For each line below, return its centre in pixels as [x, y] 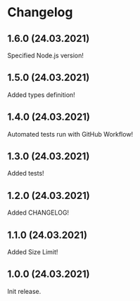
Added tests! [26, 174]
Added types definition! [41, 95]
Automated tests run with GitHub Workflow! [70, 134]
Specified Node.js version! [46, 55]
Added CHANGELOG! [38, 212]
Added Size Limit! [33, 252]
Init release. [24, 291]
